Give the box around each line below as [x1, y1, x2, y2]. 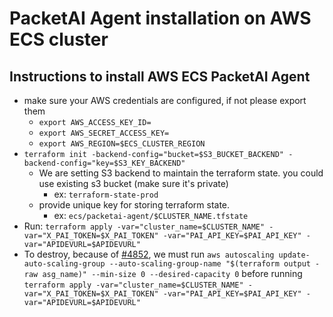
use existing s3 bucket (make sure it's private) [38, 178, 229, 189]
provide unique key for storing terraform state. [38, 199, 231, 211]
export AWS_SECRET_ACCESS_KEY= [38, 128, 170, 138]
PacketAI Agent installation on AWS [9, 7, 312, 30]
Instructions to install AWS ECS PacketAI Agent [9, 68, 311, 85]
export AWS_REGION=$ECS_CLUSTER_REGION [38, 139, 206, 149]
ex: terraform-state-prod [53, 188, 159, 200]
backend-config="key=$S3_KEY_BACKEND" [23, 158, 186, 168]
